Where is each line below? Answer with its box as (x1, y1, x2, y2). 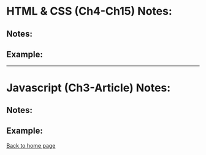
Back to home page (6, 142, 56, 149)
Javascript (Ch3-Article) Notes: (6, 81, 171, 95)
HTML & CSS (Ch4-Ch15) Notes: (6, 4, 173, 18)
